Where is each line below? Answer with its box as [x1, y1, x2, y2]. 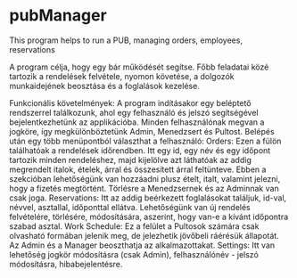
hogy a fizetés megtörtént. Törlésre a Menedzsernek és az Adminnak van [9, 183, 279, 193]
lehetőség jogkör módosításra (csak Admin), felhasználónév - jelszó [9, 249, 259, 259]
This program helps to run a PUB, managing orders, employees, [9, 35, 243, 45]
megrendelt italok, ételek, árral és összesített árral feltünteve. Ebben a [9, 164, 267, 175]
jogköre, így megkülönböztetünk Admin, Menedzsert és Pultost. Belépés [9, 126, 275, 136]
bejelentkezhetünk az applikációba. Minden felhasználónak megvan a [9, 117, 265, 127]
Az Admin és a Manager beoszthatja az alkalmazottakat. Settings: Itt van [9, 240, 276, 250]
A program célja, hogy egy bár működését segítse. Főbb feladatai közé [9, 61, 269, 72]
